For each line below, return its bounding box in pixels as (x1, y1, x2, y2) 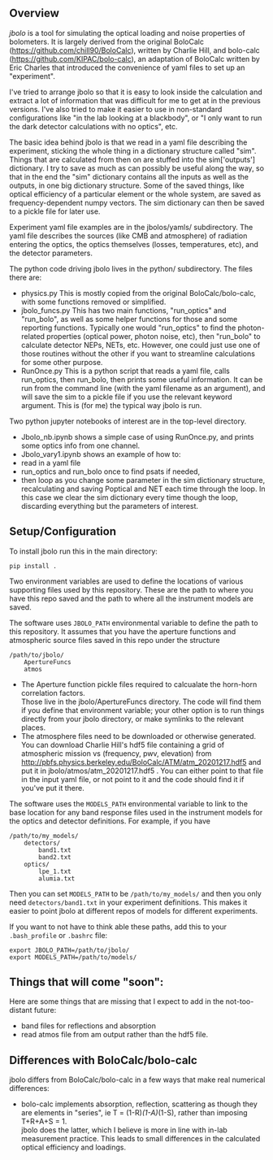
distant (9, 1006, 32, 1015)
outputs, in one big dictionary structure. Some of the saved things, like (9, 180, 245, 190)
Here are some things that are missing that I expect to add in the (9, 997, 224, 1006)
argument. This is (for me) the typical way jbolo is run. (20, 400, 202, 410)
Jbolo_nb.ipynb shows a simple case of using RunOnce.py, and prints (20, 432, 254, 441)
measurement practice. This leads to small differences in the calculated (20, 1134, 261, 1144)
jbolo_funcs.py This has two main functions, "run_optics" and (20, 305, 227, 315)
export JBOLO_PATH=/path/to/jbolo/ (9, 946, 130, 954)
